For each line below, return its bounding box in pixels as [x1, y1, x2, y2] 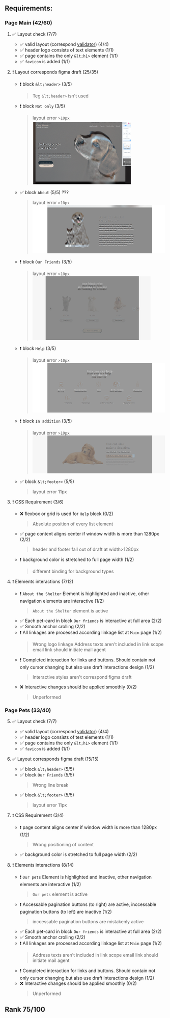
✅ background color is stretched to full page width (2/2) [19, 851, 138, 858]
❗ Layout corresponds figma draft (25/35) [12, 69, 99, 75]
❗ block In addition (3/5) [19, 418, 72, 424]
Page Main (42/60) [5, 19, 52, 26]
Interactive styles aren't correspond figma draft [32, 674, 132, 680]
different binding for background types [32, 568, 114, 574]
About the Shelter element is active [32, 607, 108, 613]
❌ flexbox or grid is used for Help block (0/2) [19, 511, 114, 517]
